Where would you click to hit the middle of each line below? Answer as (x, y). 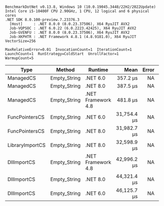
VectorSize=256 (20, 41)
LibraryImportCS (27, 145)
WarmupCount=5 (20, 58)
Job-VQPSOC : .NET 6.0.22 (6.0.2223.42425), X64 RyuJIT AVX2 (73, 28)
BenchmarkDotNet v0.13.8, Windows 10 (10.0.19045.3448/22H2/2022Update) (81, 7)
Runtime (98, 70)
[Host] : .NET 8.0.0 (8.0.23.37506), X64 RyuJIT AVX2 (70, 24)
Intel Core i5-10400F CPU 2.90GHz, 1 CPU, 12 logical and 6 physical (77, 11)
